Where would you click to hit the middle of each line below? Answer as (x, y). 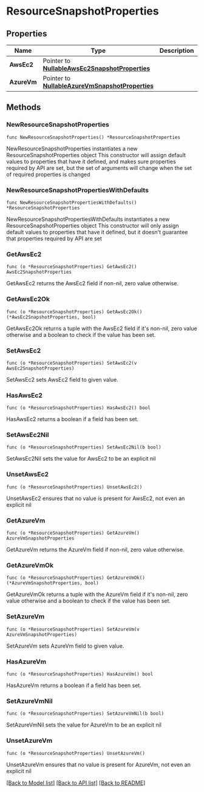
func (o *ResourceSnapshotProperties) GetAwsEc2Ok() (74, 312)
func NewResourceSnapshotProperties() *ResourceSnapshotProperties (93, 137)
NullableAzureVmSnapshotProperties (98, 86)
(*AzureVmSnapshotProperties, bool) (53, 583)
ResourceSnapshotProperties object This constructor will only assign (93, 225)
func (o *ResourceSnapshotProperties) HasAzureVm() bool (80, 674)
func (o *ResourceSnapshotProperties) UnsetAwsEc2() (74, 487)
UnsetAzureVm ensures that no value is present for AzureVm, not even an (99, 764)
